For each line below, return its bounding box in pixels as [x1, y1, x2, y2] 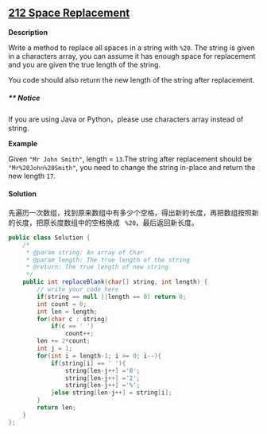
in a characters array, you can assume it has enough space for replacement [8, 51, 256, 60]
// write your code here [37, 285, 119, 293]
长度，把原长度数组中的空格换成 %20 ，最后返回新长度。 [14, 218, 199, 227]
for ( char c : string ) [37, 315, 109, 323]
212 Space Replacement [8, 6, 130, 20]
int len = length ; [37, 308, 98, 316]
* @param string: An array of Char [25, 248, 145, 257]
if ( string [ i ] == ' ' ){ [50, 359, 126, 367]
